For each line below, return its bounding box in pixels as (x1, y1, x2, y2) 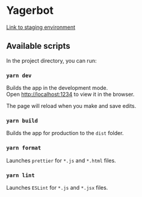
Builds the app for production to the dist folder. (6, 130, 124, 137)
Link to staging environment (6, 23, 76, 31)
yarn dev (6, 72, 32, 79)
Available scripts (6, 41, 70, 51)
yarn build (6, 117, 38, 124)
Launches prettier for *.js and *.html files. (6, 157, 116, 164)
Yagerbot (6, 4, 54, 17)
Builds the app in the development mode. (6, 84, 108, 92)
